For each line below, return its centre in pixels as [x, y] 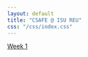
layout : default [30, 14]
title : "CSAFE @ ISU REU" [44, 20]
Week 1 [17, 47]
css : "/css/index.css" [40, 26]
